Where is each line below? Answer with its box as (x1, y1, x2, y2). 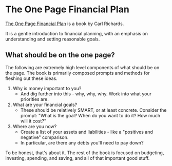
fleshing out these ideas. (5, 75, 58, 81)
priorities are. (20, 96, 49, 102)
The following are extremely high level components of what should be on (5, 64, 160, 70)
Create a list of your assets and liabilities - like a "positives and (20, 129, 153, 135)
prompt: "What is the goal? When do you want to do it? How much (20, 112, 161, 118)
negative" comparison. (20, 134, 69, 140)
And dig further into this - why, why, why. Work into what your (20, 91, 152, 97)
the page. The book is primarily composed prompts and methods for (5, 70, 150, 76)
